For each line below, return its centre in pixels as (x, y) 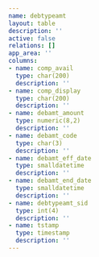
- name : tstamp (34, 226)
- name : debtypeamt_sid (48, 203)
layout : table (32, 23)
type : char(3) (39, 143)
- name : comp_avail (41, 68)
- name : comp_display (45, 91)
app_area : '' (30, 53)
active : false (32, 38)
